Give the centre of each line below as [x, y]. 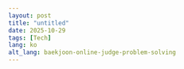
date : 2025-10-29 [37, 30]
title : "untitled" [39, 23]
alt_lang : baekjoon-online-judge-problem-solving [92, 52]
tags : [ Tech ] [30, 38]
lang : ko [23, 45]
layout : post [30, 15]
